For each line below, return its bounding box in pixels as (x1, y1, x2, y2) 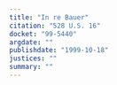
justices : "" (9, 54, 58, 63)
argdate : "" (9, 37, 53, 47)
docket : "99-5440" (9, 29, 77, 38)
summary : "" (9, 63, 53, 72)
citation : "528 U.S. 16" (9, 21, 101, 30)
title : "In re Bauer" (9, 12, 90, 22)
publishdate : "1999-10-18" (9, 46, 109, 55)
